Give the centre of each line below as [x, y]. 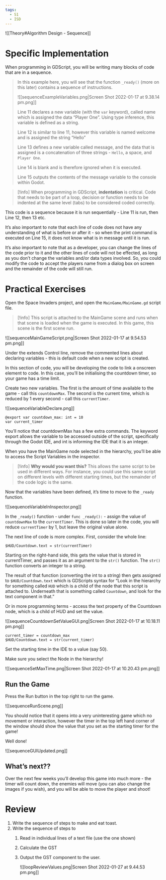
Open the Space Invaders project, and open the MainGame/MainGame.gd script [83, 303]
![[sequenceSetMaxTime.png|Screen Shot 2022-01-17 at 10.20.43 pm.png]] [83, 669]
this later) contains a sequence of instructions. [65, 87]
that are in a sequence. [29, 72]
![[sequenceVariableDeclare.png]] [40, 408]
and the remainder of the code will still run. [49, 269]
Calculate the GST [38, 848]
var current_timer [24, 422]
